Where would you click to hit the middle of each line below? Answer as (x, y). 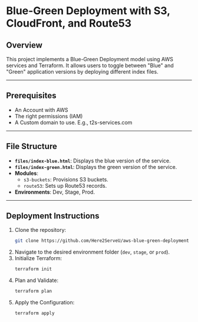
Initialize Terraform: (38, 258)
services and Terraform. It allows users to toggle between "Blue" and (90, 65)
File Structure (32, 146)
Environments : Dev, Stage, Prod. (55, 192)
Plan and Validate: (37, 280)
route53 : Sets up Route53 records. (65, 185)
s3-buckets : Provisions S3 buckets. (66, 179)
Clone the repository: (40, 230)
